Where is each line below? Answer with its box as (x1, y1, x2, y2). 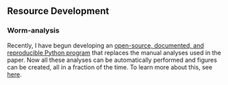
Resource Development (7, 5, 110, 17)
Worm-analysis (7, 26, 60, 35)
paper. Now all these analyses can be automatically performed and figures (7, 56, 218, 64)
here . (7, 70, 22, 78)
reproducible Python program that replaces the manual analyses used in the (7, 48, 221, 56)
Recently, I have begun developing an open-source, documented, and (7, 41, 204, 50)
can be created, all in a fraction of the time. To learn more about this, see (7, 63, 213, 71)
